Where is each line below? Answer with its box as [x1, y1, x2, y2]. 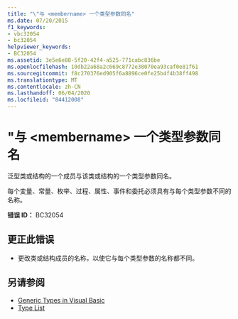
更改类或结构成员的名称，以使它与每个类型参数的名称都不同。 [17, 254, 199, 262]
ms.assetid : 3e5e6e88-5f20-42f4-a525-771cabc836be [7, 57, 161, 64]
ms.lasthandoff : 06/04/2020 [7, 90, 91, 97]
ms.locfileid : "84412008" [7, 97, 84, 104]
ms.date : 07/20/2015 [7, 17, 69, 24]
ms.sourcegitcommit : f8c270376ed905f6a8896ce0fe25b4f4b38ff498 [7, 70, 199, 77]
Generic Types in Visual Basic [17, 296, 105, 304]
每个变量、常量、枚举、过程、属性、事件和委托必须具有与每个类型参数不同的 [7, 186, 232, 195]
